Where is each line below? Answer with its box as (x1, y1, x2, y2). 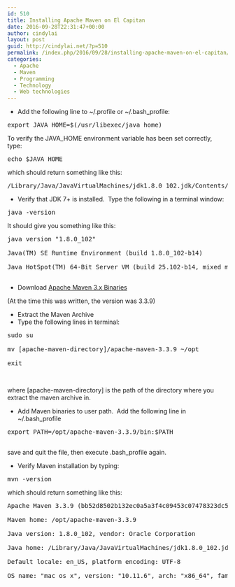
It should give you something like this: (7, 222, 116, 230)
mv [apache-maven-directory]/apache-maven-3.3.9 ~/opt (7, 346, 199, 353)
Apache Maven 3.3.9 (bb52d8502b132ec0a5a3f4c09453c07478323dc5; (7, 502, 233, 510)
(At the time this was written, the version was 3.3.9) (7, 297, 156, 305)
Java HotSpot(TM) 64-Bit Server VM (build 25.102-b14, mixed (7, 263, 222, 271)
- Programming (13, 75, 55, 83)
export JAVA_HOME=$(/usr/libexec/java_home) (7, 121, 163, 129)
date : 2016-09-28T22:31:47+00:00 (7, 23, 105, 30)
